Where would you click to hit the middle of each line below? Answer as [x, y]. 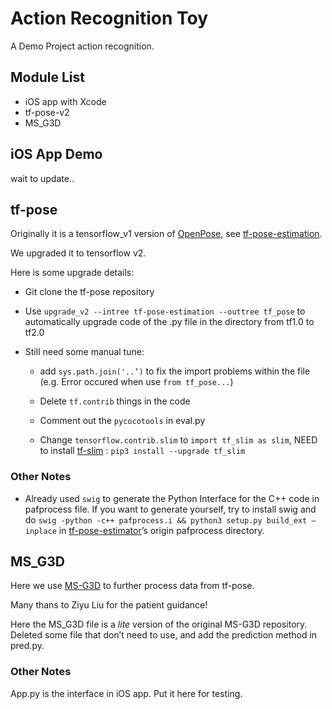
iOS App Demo [56, 154]
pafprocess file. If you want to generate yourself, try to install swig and [170, 509]
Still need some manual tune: [84, 352]
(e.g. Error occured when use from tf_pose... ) [136, 382]
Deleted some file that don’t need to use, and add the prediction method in [164, 635]
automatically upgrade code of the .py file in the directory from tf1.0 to [169, 322]
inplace [40, 531]
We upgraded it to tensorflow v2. [78, 253]
